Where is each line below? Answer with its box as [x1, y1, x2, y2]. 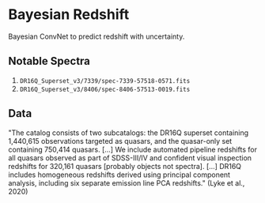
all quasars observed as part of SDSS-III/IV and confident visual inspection [8, 152, 252, 163]
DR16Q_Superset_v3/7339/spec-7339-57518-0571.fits [19, 77, 191, 85]
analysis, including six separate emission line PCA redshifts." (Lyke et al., [8, 178, 245, 187]
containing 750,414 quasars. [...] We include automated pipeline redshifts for [8, 145, 257, 154]
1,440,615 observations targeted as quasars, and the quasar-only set [8, 136, 233, 145]
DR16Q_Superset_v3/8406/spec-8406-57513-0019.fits [19, 85, 191, 93]
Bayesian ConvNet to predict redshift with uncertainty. [8, 32, 185, 41]
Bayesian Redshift [8, 6, 130, 24]
